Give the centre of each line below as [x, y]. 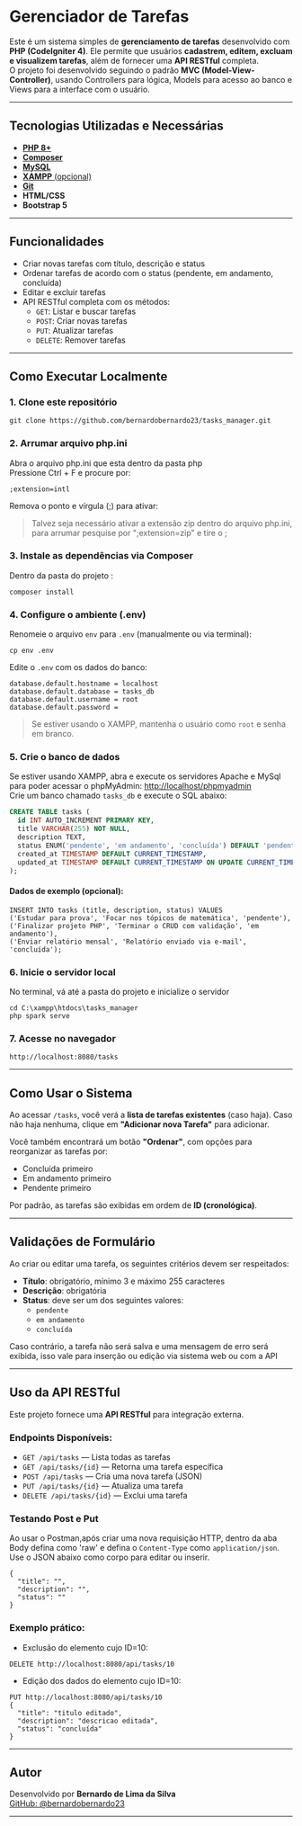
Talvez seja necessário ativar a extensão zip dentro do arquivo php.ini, [162, 523]
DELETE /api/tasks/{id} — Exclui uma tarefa [105, 1495]
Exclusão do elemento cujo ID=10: [85, 1647]
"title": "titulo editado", [70, 1713]
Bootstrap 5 [44, 205]
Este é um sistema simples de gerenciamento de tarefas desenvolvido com [150, 41]
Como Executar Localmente [89, 376]
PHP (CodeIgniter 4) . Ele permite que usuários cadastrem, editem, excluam [151, 50]
